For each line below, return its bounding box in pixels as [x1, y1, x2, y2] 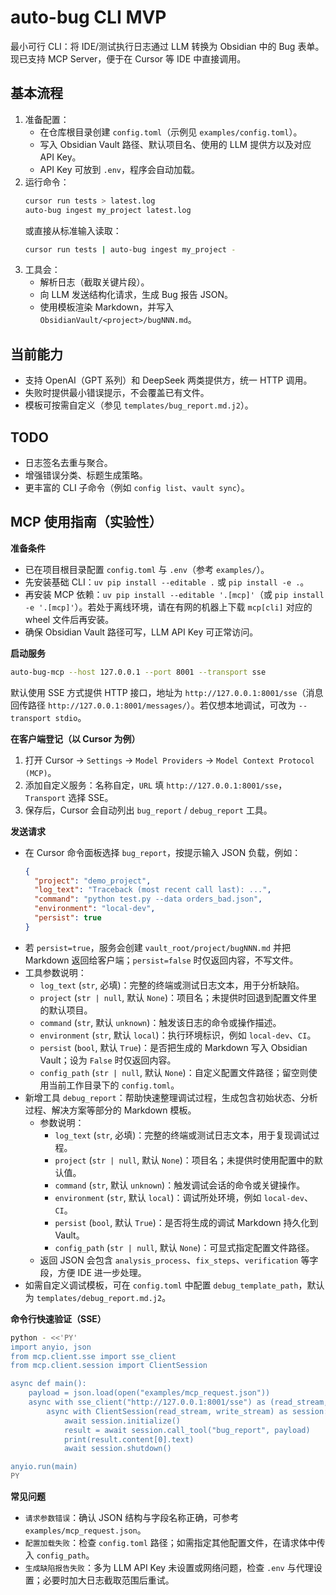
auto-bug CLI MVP [10, 6, 167, 29]
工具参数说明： [24, 966, 87, 978]
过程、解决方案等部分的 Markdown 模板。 [24, 1104, 197, 1116]
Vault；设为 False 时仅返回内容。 [39, 1054, 177, 1066]
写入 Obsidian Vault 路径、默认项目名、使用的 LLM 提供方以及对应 [39, 138, 312, 150]
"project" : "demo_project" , [34, 876, 152, 886]
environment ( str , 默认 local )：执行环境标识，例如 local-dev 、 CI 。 [39, 1029, 317, 1041]
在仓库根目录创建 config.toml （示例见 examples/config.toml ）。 [39, 126, 303, 138]
